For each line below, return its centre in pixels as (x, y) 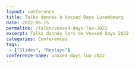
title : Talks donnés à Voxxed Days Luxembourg (65, 17)
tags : (13, 45)
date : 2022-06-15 (28, 22)
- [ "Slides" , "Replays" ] (39, 50)
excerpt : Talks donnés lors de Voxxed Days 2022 (67, 34)
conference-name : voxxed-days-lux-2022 (56, 56)
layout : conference (30, 12)
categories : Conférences (37, 39)
